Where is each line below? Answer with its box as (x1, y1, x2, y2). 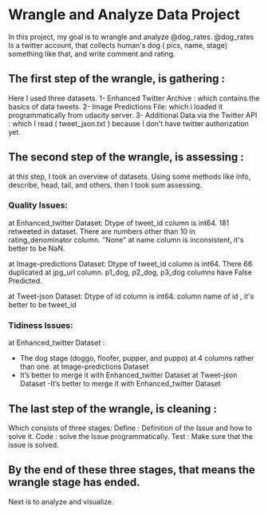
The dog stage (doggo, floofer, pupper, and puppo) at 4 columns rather (19, 354, 254, 363)
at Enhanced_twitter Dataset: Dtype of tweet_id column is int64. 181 (8, 218, 230, 227)
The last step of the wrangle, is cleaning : (8, 401, 218, 416)
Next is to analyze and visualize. (8, 496, 114, 506)
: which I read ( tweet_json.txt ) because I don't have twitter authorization (8, 118, 250, 128)
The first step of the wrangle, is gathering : (8, 72, 226, 85)
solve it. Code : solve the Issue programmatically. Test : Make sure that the (8, 431, 254, 441)
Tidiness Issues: (8, 319, 73, 330)
